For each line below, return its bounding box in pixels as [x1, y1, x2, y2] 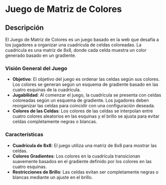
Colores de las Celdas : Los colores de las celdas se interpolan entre [12, 108, 153, 114]
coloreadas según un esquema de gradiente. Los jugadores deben [12, 97, 150, 103]
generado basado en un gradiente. [5, 52, 76, 58]
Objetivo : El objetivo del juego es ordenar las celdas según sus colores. [12, 76, 160, 82]
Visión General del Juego [5, 65, 67, 72]
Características [5, 131, 43, 138]
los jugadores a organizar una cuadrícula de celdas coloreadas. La [5, 42, 142, 48]
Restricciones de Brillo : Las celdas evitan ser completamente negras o [12, 169, 159, 175]
